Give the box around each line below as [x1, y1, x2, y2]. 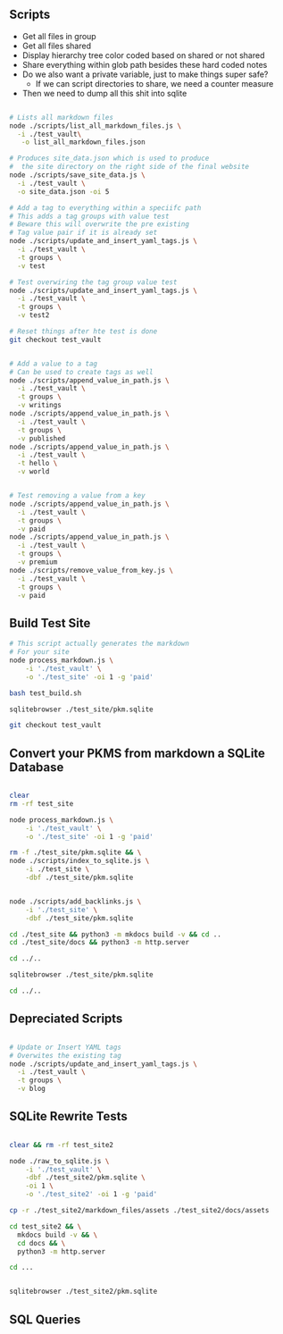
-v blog [17, 1085, 46, 1094]
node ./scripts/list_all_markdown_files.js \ [9, 121, 181, 130]
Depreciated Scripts [9, 1011, 123, 1027]
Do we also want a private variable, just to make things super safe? [21, 69, 269, 80]
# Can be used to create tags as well [9, 367, 154, 376]
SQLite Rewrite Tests [9, 1109, 128, 1124]
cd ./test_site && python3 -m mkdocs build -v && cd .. [9, 929, 221, 939]
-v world [17, 467, 50, 476]
